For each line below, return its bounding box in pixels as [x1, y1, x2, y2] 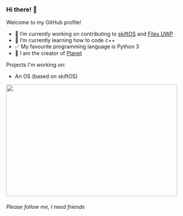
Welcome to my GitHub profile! [6, 19, 81, 26]
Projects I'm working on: [6, 61, 66, 68]
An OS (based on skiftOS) [14, 73, 78, 80]
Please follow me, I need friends [6, 203, 85, 210]
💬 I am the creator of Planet [14, 50, 82, 57]
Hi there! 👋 [6, 5, 37, 14]
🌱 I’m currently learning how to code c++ [14, 37, 115, 44]
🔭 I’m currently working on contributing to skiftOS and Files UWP [14, 30, 173, 37]
